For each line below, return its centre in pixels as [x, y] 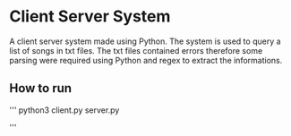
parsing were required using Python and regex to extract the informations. [146, 60]
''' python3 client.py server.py [64, 110]
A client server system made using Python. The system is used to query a [145, 41]
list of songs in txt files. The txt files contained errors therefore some [136, 50]
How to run [41, 88]
